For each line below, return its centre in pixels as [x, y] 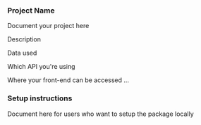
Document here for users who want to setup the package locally [100, 114]
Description [24, 39]
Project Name [31, 11]
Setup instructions [40, 98]
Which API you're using [41, 67]
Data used [22, 53]
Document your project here [48, 26]
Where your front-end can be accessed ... [68, 80]
